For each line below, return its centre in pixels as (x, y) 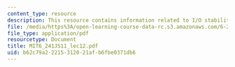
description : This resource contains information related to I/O (104, 20)
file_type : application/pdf (48, 33)
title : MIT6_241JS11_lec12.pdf (53, 46)
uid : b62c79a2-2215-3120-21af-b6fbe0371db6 (72, 53)
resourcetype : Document (42, 40)
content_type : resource (42, 14)
